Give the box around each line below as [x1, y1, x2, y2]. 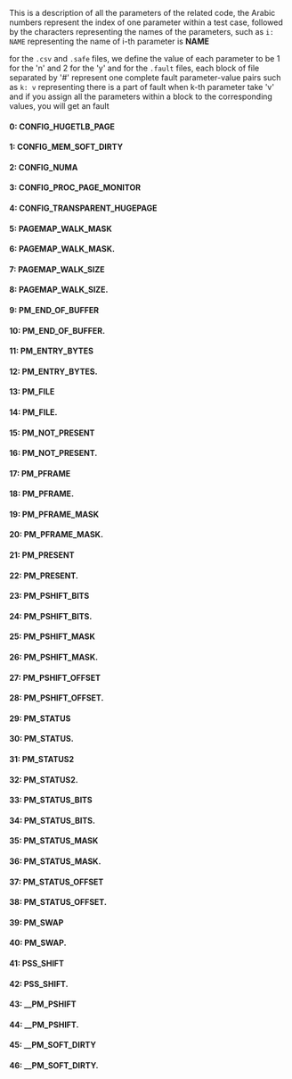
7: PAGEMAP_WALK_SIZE [9, 263, 105, 275]
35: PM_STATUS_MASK [9, 835, 99, 846]
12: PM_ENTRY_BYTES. [9, 366, 98, 377]
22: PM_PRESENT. [9, 570, 78, 581]
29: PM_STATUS [9, 713, 71, 724]
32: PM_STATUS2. [9, 774, 78, 784]
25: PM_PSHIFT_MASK [9, 631, 96, 642]
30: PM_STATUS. [9, 734, 74, 744]
